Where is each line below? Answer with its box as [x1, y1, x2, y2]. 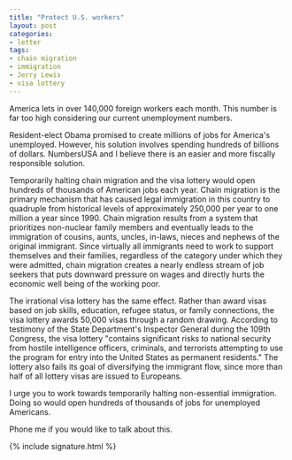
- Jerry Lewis [9, 71, 62, 80]
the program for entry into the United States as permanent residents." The [9, 351, 279, 363]
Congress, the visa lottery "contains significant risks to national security [9, 333, 272, 343]
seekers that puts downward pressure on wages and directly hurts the [9, 269, 265, 280]
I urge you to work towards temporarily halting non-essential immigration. [9, 387, 277, 398]
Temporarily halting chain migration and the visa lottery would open [9, 174, 256, 186]
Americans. [9, 406, 51, 417]
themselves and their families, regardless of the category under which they [9, 249, 283, 261]
